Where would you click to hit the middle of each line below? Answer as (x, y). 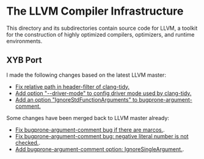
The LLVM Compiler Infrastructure (95, 11)
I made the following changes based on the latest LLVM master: (86, 75)
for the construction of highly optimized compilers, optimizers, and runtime (100, 34)
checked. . (28, 143)
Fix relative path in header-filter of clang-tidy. (72, 87)
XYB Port (24, 60)
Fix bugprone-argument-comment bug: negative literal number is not (102, 136)
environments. (24, 41)
